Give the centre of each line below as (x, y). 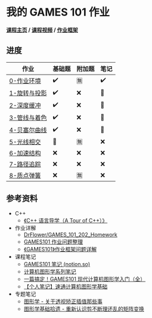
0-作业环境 (25, 81)
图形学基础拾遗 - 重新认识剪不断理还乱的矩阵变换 (84, 308)
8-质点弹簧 (25, 175)
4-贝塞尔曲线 (28, 130)
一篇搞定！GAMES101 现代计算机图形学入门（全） (85, 279)
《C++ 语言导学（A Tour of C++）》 (66, 220)
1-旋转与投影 (28, 93)
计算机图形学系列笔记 (50, 271)
